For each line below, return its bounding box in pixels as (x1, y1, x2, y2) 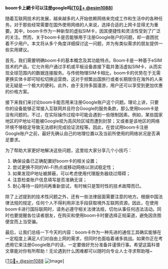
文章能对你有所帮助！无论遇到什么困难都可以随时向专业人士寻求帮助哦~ (5, 248, 153, 254)
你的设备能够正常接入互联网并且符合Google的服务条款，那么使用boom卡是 (5, 105, 159, 111)
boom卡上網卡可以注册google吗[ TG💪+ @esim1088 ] (5, 5, 113, 10)
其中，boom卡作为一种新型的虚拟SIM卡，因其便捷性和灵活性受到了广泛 (13, 28, 161, 34)
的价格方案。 (5, 88, 31, 94)
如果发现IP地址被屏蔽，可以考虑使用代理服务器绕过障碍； (12, 170, 131, 176)
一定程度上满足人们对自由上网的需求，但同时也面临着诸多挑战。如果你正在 (5, 235, 158, 241)
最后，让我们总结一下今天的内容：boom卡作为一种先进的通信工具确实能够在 (5, 229, 161, 235)
